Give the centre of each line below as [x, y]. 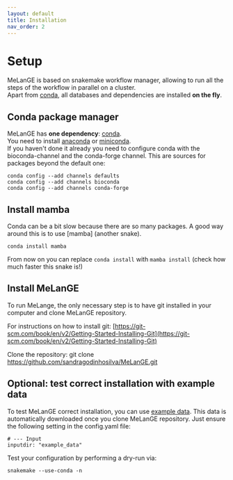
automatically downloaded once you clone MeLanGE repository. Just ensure [116, 419]
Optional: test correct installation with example [111, 384]
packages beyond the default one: [56, 163]
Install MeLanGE [43, 288]
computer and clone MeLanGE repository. [67, 312]
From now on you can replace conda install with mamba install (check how [116, 259]
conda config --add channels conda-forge [68, 189]
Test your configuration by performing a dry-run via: [82, 458]
